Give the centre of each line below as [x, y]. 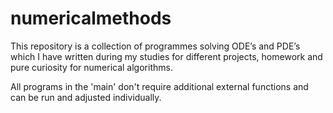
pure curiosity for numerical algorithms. [91, 67]
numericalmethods [91, 18]
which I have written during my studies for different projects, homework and [166, 56]
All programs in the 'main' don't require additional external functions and [159, 86]
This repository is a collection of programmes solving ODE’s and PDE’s [155, 46]
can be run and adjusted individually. [86, 97]
